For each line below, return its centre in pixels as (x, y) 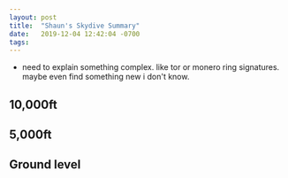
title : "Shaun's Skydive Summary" (75, 26)
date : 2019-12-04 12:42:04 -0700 (75, 34)
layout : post (33, 17)
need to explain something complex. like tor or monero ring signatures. (151, 67)
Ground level (45, 165)
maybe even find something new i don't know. (106, 77)
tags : (19, 42)
